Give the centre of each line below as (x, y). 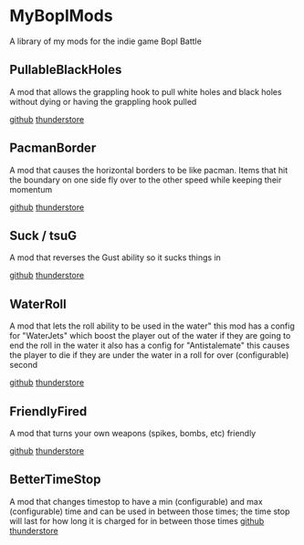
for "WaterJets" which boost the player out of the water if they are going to (150, 336)
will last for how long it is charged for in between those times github (137, 520)
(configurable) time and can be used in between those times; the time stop (150, 511)
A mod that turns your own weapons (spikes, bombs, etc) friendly (133, 433)
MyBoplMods (61, 16)
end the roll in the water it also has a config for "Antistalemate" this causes (150, 346)
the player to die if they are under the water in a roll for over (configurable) (149, 355)
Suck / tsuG (43, 235)
